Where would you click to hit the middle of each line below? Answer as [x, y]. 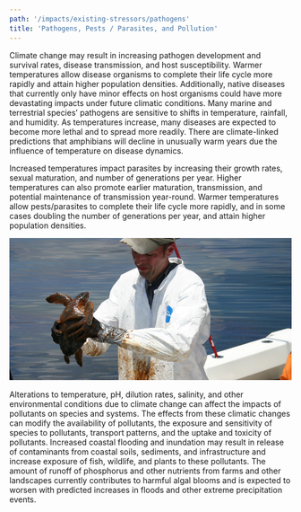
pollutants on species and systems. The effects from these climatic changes [150, 413]
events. [23, 499]
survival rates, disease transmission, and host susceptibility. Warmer [136, 65]
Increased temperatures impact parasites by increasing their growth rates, [146, 168]
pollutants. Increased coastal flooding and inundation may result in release [147, 442]
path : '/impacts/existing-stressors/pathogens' [100, 19]
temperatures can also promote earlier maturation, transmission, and [136, 187]
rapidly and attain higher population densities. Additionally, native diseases [147, 84]
